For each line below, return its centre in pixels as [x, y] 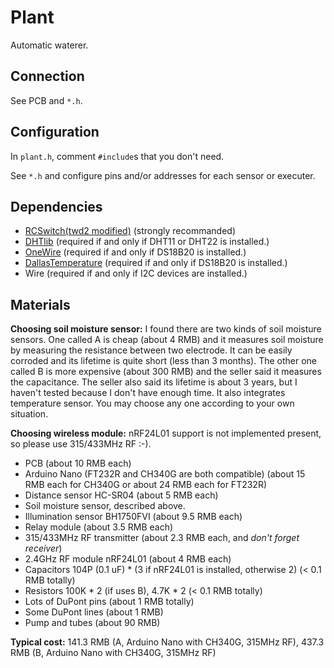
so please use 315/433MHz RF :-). [81, 444]
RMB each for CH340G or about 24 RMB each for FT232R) [146, 485]
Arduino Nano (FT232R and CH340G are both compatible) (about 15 [165, 474]
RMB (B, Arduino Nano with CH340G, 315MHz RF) [113, 653]
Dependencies [56, 206]
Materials [40, 304]
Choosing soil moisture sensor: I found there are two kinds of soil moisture [166, 329]
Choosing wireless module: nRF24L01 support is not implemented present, [166, 433]
